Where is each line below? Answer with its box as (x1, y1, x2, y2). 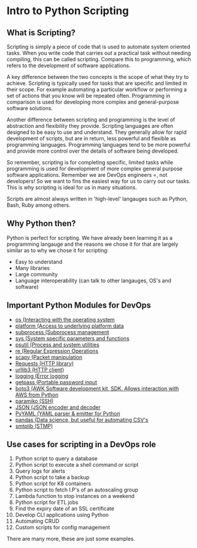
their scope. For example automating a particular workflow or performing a (6, 86, 187, 93)
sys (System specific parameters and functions (15, 335, 130, 342)
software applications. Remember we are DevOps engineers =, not (6, 171, 168, 178)
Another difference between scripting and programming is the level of (6, 116, 175, 123)
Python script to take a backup (15, 474, 90, 481)
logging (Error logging (15, 372, 69, 379)
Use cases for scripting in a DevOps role (6, 440, 157, 450)
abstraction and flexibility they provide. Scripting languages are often (6, 123, 174, 129)
